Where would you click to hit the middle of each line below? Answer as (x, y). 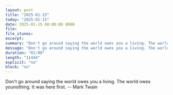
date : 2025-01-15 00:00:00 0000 (40, 24)
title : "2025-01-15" (28, 15)
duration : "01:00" (25, 53)
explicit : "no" (22, 62)
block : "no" (18, 67)
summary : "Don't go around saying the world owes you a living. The (80, 43)
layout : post (19, 10)
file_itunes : (19, 34)
